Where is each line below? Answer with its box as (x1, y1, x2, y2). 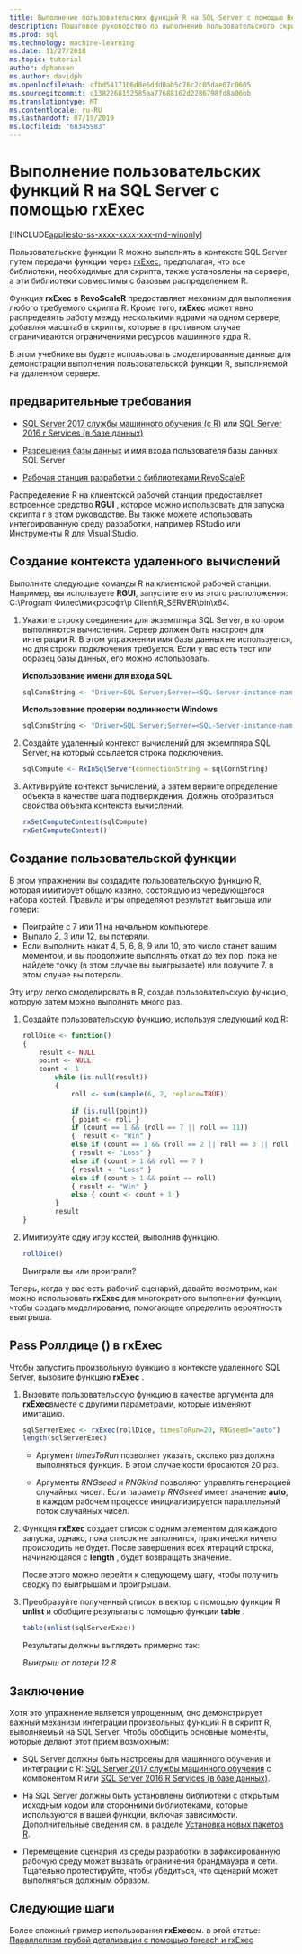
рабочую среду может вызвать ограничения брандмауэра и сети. (22, 1856, 279, 1867)
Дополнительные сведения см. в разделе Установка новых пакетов (22, 1819, 285, 1830)
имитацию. (22, 1408, 65, 1418)
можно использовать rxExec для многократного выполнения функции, (9, 1292, 283, 1303)
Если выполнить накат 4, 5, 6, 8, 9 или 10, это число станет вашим (22, 940, 277, 951)
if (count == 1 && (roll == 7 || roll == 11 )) (70, 1124, 249, 1133)
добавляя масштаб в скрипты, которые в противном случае (9, 321, 241, 332)
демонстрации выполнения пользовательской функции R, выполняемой (9, 358, 288, 369)
